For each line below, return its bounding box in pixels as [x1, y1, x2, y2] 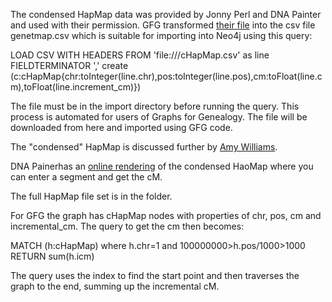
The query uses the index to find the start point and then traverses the [10, 270, 300, 281]
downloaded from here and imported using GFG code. [10, 122, 233, 133]
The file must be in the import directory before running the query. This [10, 100, 300, 112]
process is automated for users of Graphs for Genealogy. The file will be [10, 111, 308, 123]
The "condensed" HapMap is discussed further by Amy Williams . [10, 141, 278, 153]
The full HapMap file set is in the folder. [10, 190, 173, 202]
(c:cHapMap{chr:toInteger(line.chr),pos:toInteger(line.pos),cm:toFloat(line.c [10, 70, 323, 82]
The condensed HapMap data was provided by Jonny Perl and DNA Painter [10, 9, 322, 20]
